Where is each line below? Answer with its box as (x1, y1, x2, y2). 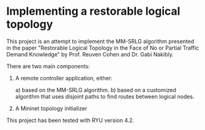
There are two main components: (6, 63, 90, 70)
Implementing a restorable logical (6, 4, 181, 18)
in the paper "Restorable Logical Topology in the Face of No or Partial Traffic (6, 44, 199, 52)
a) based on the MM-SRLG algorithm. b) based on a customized (15, 86, 176, 93)
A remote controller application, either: (15, 74, 113, 82)
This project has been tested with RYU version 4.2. (6, 117, 135, 124)
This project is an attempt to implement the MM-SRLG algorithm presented (6, 37, 195, 45)
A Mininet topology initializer (15, 104, 88, 112)
